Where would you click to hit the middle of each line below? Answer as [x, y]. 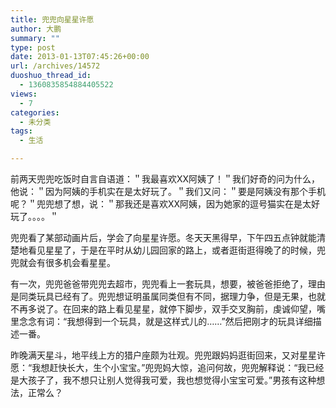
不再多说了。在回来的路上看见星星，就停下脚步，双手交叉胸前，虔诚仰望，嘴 [168, 309]
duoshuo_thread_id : [51, 76]
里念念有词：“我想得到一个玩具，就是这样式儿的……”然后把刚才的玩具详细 [161, 321]
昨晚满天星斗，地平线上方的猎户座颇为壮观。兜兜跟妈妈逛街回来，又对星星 [163, 355]
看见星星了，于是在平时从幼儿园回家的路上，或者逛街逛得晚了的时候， [172, 250]
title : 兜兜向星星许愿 [52, 19]
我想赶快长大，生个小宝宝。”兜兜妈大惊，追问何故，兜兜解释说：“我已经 [178, 367]
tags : [21, 131]
